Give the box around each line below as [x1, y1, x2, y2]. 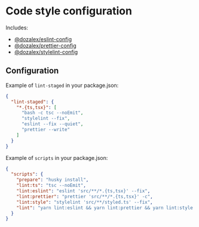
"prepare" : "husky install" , [16, 177, 89, 183]
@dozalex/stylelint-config [14, 48, 78, 55]
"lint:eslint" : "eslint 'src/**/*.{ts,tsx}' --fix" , [16, 188, 151, 194]
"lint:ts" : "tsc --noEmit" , [16, 183, 86, 189]
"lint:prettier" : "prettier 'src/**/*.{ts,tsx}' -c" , [16, 193, 153, 199]
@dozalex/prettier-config [14, 42, 77, 49]
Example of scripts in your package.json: [5, 154, 108, 161]
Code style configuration [5, 4, 133, 18]
